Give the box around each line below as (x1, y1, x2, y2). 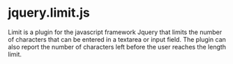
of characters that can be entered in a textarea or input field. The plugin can (8, 35, 226, 43)
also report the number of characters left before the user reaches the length (8, 42, 226, 51)
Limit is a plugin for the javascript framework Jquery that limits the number (8, 28, 223, 36)
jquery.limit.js (8, 5, 90, 21)
